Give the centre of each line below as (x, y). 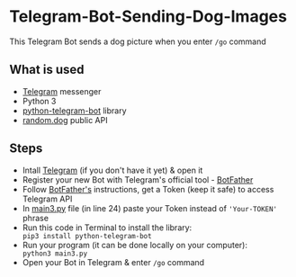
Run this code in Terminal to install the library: (107, 228)
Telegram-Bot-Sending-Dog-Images (148, 17)
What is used (47, 70)
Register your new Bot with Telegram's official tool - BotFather (138, 179)
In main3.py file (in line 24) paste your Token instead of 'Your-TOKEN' (150, 208)
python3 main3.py (55, 254)
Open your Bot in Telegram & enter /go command (113, 262)
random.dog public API (65, 120)
